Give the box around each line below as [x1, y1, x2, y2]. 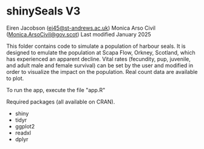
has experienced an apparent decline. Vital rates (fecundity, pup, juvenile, [6, 55, 191, 62]
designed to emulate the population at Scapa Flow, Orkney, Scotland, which [6, 48, 195, 56]
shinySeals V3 [6, 4, 81, 18]
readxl [15, 129, 32, 136]
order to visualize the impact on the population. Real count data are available [6, 68, 198, 75]
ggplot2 [15, 122, 35, 130]
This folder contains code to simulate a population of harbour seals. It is [6, 42, 186, 50]
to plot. [6, 74, 24, 82]
